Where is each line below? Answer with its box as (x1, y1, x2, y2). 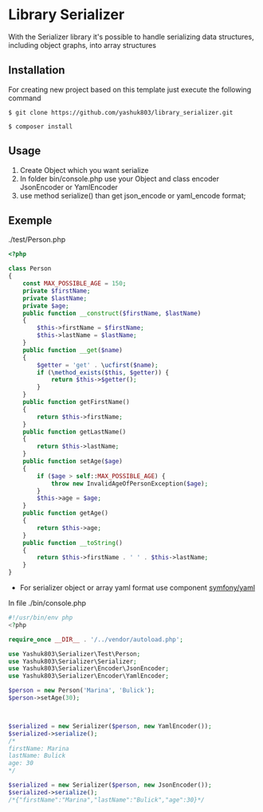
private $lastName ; (22, 294, 88, 302)
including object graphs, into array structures (8, 40, 157, 49)
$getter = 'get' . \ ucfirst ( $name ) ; (37, 361, 159, 369)
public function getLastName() (22, 428, 127, 436)
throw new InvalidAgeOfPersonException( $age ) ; (50, 480, 209, 488)
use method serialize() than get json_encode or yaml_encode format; (19, 190, 246, 200)
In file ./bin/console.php (8, 598, 86, 607)
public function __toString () (22, 539, 124, 547)
